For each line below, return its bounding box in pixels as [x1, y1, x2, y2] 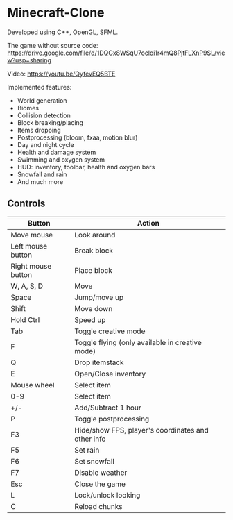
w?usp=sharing [7, 56, 52, 64]
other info [74, 434, 106, 444]
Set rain [74, 445, 100, 455]
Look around [74, 230, 116, 240]
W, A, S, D [10, 281, 44, 291]
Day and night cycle [17, 140, 74, 149]
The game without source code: [7, 41, 98, 49]
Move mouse [10, 230, 53, 240]
